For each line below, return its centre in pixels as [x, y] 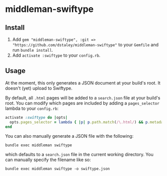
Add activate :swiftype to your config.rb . [56, 55]
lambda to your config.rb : [32, 108]
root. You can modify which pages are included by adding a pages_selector [83, 103]
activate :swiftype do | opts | [37, 117]
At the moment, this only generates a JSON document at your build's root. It [83, 83]
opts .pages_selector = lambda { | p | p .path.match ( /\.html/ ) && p [79, 122]
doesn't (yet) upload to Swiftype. [39, 88]
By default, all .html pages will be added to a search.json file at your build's [83, 97]
